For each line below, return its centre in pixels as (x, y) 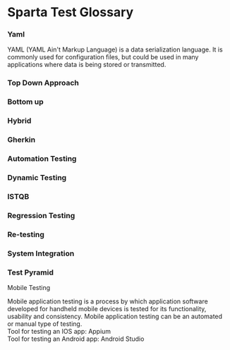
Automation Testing (42, 159)
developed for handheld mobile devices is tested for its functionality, (107, 309)
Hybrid (19, 121)
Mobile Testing (29, 288)
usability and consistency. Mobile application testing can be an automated (115, 316)
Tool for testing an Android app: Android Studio (76, 339)
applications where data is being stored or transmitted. (87, 65)
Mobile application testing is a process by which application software (108, 301)
